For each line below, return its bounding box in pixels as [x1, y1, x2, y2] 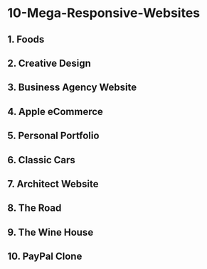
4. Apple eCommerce [7, 105, 103, 118]
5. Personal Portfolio [7, 130, 100, 142]
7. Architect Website [7, 177, 99, 190]
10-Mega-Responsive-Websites [7, 5, 201, 21]
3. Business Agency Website [7, 82, 137, 94]
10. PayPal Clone [7, 251, 83, 263]
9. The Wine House [7, 226, 94, 238]
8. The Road [7, 202, 62, 214]
